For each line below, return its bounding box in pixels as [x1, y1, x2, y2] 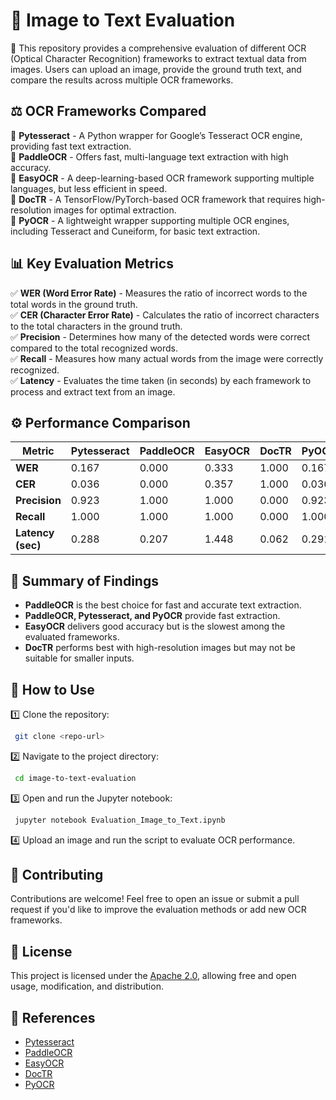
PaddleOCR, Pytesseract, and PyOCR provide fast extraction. [24, 610, 281, 622]
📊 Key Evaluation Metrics [10, 255, 174, 273]
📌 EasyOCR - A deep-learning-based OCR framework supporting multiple [10, 172, 315, 184]
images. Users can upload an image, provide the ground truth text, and [10, 63, 302, 75]
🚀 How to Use [10, 681, 95, 698]
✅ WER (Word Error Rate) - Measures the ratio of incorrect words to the [10, 287, 308, 299]
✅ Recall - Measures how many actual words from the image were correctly [10, 352, 324, 364]
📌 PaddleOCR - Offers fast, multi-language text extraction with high [10, 150, 289, 163]
